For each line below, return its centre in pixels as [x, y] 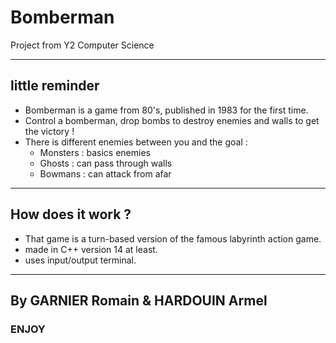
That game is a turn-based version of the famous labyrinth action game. [173, 238]
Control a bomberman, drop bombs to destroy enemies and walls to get [172, 120]
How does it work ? [71, 214]
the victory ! [49, 131]
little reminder [55, 86]
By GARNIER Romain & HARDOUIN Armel [139, 300]
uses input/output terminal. [80, 260]
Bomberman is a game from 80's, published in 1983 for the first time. [166, 110]
